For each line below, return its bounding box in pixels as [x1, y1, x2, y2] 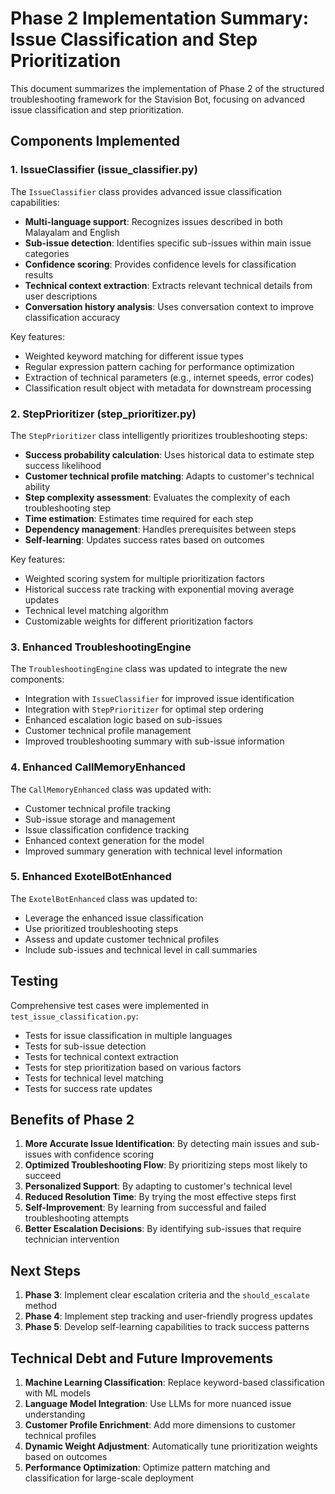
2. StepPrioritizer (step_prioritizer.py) [10, 407, 197, 421]
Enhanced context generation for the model [24, 834, 205, 846]
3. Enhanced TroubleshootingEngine [10, 640, 192, 654]
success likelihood [24, 459, 102, 471]
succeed [24, 1170, 62, 1182]
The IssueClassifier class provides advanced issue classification [10, 185, 283, 197]
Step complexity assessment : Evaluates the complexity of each [24, 491, 291, 503]
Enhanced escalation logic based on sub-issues [24, 714, 223, 726]
